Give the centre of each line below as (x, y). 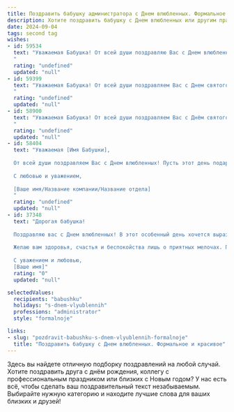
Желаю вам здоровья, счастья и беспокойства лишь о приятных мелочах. (118, 248)
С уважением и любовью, (48, 260)
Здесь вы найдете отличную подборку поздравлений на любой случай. (114, 364)
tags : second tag (32, 33)
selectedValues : (31, 293)
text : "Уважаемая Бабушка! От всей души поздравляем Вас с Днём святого (121, 117)
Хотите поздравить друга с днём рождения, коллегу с (88, 371)
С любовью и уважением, (48, 176)
